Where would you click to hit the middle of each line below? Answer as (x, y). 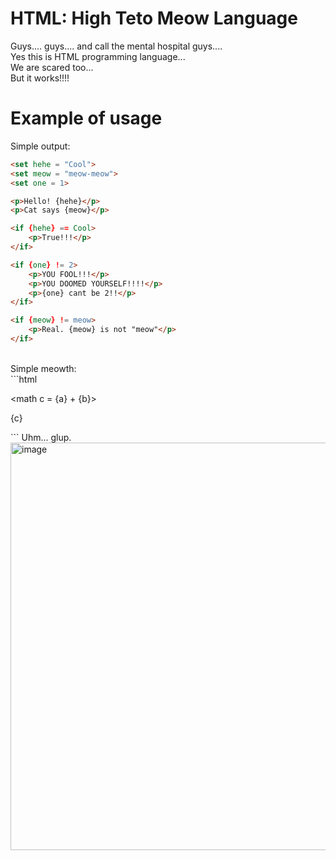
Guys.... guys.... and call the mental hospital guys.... (116, 46)
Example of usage (86, 118)
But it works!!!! (40, 78)
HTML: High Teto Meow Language (154, 18)
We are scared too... (52, 67)
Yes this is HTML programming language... (98, 56)
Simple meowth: (43, 368)
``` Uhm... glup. (41, 437)
